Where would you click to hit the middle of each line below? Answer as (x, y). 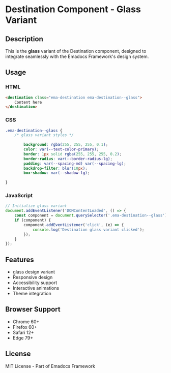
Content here (28, 102)
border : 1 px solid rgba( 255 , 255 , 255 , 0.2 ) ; (73, 154)
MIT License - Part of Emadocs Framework (50, 366)
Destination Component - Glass (73, 9)
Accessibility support (35, 283)
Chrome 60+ (26, 322)
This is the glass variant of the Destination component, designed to (76, 51)
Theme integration (32, 294)
